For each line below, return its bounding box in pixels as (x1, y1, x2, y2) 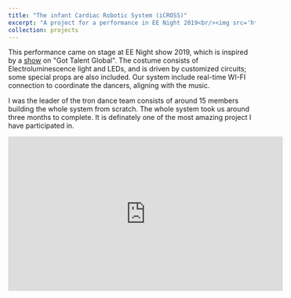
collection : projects (8, 26, 79, 34)
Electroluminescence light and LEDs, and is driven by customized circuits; (8, 64, 247, 74)
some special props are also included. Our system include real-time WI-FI (8, 72, 246, 82)
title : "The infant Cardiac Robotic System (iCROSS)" (8, 11, 188, 20)
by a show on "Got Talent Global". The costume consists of (8, 56, 198, 65)
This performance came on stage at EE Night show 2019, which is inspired (8, 48, 249, 57)
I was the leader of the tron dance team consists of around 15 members (8, 96, 239, 106)
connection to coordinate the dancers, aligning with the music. (8, 81, 210, 90)
